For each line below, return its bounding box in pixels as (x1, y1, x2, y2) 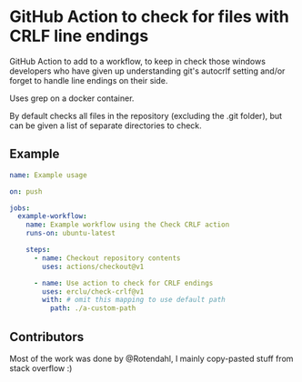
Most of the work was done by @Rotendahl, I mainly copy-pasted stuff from (9, 353, 294, 364)
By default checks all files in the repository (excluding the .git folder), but (9, 110, 283, 121)
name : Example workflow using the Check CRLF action (25, 220, 230, 229)
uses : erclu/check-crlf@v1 (42, 286, 145, 297)
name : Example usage (9, 170, 88, 179)
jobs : (9, 203, 30, 213)
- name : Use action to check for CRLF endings (33, 278, 214, 287)
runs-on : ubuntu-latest (25, 229, 116, 238)
